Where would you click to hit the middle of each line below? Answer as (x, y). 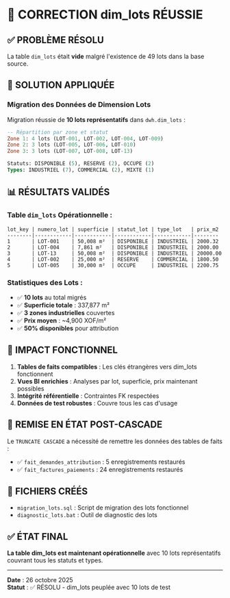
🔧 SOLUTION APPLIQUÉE (61, 85)
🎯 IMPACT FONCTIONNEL (63, 350)
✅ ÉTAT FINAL (38, 537)
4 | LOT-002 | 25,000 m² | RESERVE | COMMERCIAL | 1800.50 (113, 259)
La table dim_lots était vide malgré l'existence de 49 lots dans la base (106, 56)
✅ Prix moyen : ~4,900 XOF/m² (62, 320)
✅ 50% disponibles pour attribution (68, 328)
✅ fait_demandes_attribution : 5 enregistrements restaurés (101, 462)
